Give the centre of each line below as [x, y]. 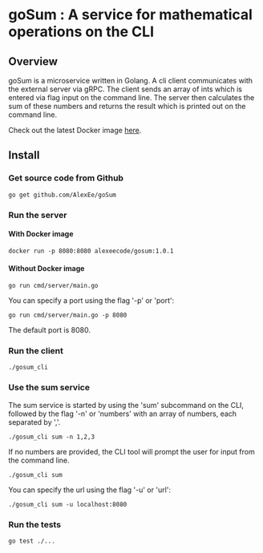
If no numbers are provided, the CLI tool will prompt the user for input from [131, 451]
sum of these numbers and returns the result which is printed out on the [127, 106]
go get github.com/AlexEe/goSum [62, 195]
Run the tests [35, 524]
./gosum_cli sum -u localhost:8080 [68, 504]
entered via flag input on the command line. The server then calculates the [131, 97]
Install [24, 155]
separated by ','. [34, 422]
